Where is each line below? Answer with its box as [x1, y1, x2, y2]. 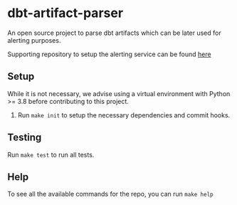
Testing [7, 132, 42, 144]
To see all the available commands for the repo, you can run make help [7, 190, 214, 199]
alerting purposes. [7, 36, 61, 44]
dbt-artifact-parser [7, 5, 123, 21]
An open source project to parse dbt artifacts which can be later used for [7, 28, 222, 37]
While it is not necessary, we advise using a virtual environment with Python [7, 89, 231, 98]
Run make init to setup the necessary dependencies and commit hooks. [17, 110, 231, 119]
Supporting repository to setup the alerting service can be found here [7, 50, 211, 58]
